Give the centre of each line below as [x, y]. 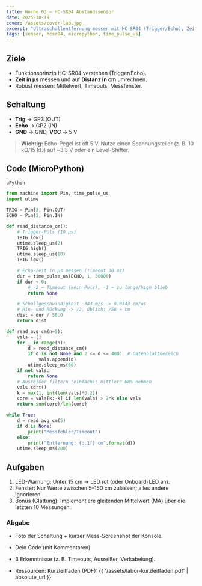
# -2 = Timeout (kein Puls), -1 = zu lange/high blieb [98, 287]
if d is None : [35, 426]
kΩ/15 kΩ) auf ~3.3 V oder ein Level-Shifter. [75, 150]
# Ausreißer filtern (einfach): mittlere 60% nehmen [84, 382]
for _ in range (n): [41, 343]
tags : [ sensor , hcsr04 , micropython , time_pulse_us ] [74, 34]
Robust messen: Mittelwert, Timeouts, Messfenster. [78, 85]
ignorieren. [28, 495]
